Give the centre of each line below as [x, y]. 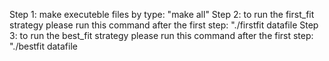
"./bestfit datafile [43, 46]
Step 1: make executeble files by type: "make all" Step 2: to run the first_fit [162, 14]
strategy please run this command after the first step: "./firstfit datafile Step [164, 25]
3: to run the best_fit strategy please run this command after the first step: [161, 35]
